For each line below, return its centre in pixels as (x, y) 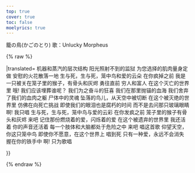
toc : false (19, 22)
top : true (18, 11)
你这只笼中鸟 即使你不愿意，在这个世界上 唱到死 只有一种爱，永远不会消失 (95, 134)
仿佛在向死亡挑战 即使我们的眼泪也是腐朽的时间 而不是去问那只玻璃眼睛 (103, 105)
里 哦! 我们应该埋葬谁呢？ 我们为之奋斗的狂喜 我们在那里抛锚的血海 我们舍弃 (97, 90)
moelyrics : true (26, 28)
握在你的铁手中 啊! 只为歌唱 (39, 142)
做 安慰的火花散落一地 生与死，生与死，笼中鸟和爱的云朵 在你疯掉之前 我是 (96, 76)
